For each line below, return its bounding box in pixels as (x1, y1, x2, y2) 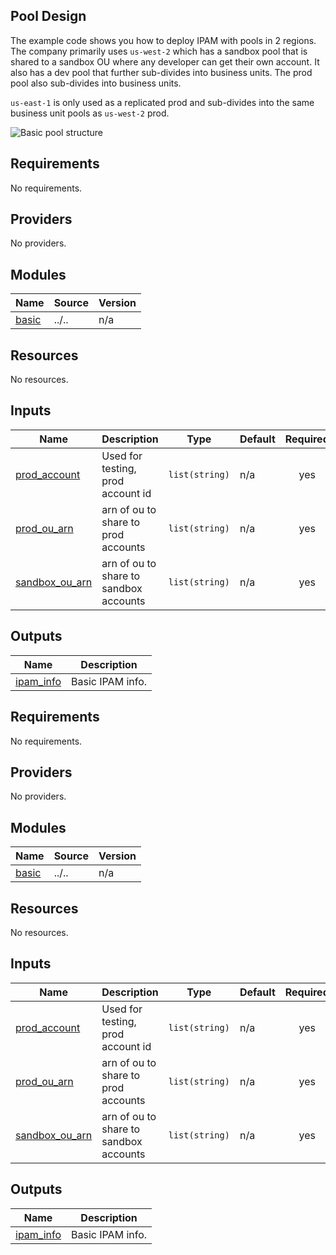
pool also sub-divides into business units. (10, 77, 182, 89)
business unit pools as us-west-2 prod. (10, 107, 170, 119)
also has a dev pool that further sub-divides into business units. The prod (10, 66, 313, 78)
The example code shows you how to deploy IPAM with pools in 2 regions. (10, 34, 317, 46)
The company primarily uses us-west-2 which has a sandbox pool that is (10, 45, 308, 57)
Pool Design (10, 8, 87, 25)
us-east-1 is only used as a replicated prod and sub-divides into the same (10, 96, 315, 108)
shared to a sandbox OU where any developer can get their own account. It (10, 55, 320, 68)
